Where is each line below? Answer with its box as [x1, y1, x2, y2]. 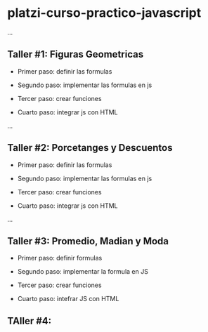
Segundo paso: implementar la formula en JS [17, 267, 149, 276]
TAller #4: [7, 314, 52, 327]
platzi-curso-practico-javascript [7, 5, 202, 21]
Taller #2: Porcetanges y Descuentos [7, 142, 173, 154]
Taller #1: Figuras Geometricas [7, 48, 144, 60]
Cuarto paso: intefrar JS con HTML [17, 295, 119, 303]
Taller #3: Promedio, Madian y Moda [7, 235, 169, 247]
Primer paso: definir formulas [17, 254, 103, 263]
